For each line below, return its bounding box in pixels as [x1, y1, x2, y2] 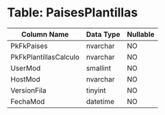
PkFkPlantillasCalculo [10, 52, 80, 62]
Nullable [126, 29, 155, 39]
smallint [86, 63, 112, 73]
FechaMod [10, 97, 45, 106]
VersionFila [10, 86, 47, 95]
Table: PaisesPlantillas [7, 5, 138, 21]
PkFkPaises [10, 41, 48, 51]
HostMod [10, 74, 41, 84]
